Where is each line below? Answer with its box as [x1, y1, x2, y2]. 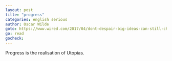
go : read [5, 31, 24, 36]
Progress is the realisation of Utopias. [5, 49, 84, 56]
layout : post [5, 7, 33, 13]
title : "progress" [5, 12, 45, 17]
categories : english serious [5, 17, 68, 22]
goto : [5, 26, 17, 32]
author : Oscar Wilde [5, 21, 50, 27]
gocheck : [5, 36, 24, 41]
